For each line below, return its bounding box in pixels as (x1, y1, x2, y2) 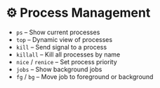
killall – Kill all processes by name (15, 50, 121, 59)
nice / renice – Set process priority (15, 57, 118, 66)
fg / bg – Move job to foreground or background (15, 72, 154, 81)
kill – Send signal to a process (15, 43, 107, 51)
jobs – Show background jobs (15, 65, 102, 73)
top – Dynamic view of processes (15, 35, 113, 43)
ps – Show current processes (15, 28, 100, 36)
